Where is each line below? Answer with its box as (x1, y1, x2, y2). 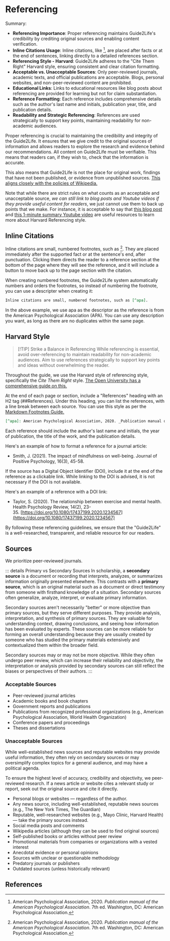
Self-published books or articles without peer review (12, 833, 122, 840)
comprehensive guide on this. (5, 382, 67, 389)
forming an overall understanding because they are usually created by (5, 632, 152, 638)
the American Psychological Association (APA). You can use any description (5, 312, 164, 318)
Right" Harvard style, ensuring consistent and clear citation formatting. (12, 63, 160, 69)
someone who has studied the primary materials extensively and (5, 637, 140, 643)
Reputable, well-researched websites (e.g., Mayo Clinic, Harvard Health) (12, 812, 163, 818)
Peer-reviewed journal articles (12, 692, 76, 699)
